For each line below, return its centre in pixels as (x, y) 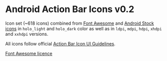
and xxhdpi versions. (27, 34)
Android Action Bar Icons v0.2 (70, 9)
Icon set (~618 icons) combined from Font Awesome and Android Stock (80, 23)
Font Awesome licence (29, 53)
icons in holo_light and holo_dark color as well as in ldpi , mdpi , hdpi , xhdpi (83, 28)
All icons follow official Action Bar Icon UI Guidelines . (60, 43)
